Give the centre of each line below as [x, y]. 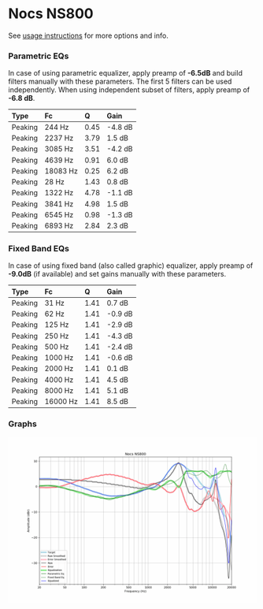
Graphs [22, 424]
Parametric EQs [39, 56]
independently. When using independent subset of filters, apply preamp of [129, 90]
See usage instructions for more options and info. [89, 35]
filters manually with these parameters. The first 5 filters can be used [120, 82]
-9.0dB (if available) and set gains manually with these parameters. [117, 274]
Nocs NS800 [51, 14]
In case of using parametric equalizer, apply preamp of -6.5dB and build [125, 73]
